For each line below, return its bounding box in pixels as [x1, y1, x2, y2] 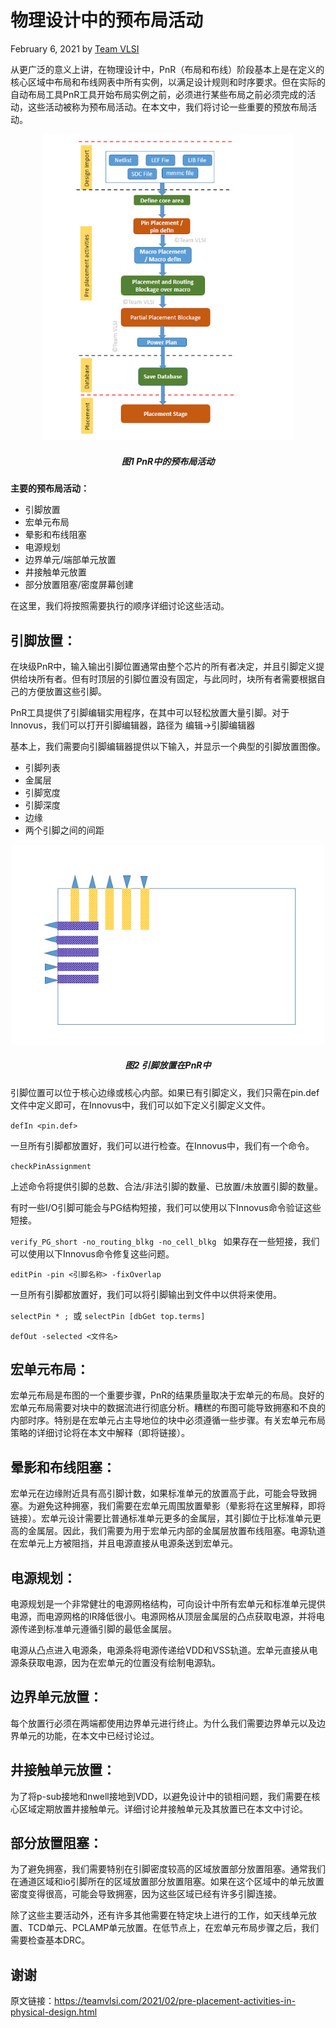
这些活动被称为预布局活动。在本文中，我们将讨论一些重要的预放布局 [27, 101, 308, 113]
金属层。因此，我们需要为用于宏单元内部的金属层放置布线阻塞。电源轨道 [27, 1525, 326, 1537]
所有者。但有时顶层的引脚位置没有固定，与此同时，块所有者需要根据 [36, 673, 317, 685]
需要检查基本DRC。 [10, 1934, 91, 1946]
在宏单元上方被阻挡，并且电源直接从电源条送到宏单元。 [10, 1537, 238, 1550]
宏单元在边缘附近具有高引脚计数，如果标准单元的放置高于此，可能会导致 [10, 1487, 308, 1500]
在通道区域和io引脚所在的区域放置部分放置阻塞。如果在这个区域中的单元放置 [10, 1876, 325, 1888]
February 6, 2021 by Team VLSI [10, 42, 140, 55]
